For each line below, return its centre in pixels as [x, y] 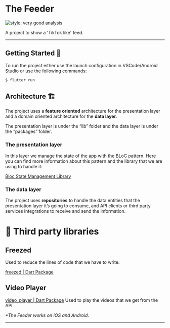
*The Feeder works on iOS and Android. [47, 315]
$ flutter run [20, 80]
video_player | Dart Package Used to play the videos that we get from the [82, 300]
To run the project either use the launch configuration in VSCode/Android [81, 65]
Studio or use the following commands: [46, 71]
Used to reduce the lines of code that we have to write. [62, 262]
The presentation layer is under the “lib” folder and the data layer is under [82, 126]
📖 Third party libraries [52, 232]
